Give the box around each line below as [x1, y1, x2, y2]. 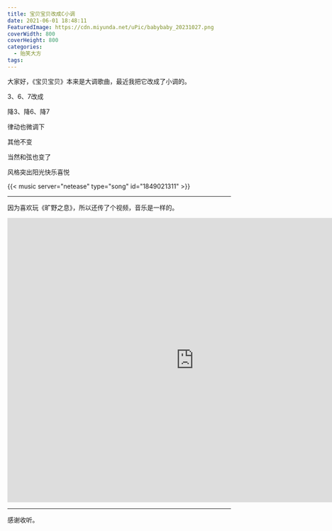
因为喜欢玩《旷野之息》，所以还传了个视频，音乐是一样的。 [7, 203, 179, 212]
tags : [7, 57, 23, 64]
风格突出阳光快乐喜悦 [7, 168, 70, 176]
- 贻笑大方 [13, 50, 42, 58]
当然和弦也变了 [7, 152, 51, 161]
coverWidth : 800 [7, 30, 55, 38]
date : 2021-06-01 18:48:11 [7, 17, 87, 24]
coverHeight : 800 [7, 37, 59, 44]
